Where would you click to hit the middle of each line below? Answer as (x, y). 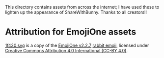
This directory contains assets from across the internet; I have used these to (82, 7)
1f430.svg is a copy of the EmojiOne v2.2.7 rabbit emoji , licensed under (77, 45)
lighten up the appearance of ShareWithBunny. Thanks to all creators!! (76, 12)
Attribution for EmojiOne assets (71, 32)
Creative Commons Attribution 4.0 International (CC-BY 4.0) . (66, 50)
